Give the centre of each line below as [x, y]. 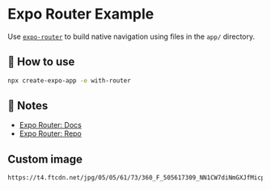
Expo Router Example [81, 14]
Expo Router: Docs [50, 125]
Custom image [45, 159]
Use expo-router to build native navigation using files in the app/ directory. [131, 36]
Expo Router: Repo [51, 133]
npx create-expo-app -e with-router [69, 80]
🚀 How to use [41, 62]
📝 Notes [28, 106]
